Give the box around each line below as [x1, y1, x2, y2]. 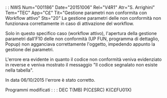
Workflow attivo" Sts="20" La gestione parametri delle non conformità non [5, 15, 161, 21]
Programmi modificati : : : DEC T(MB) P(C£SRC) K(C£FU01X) [5, 87, 132, 93]
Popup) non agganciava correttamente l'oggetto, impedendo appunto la [5, 41, 156, 47]
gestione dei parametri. [5, 47, 54, 52]
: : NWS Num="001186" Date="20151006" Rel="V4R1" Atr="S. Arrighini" [5, 5, 155, 10]
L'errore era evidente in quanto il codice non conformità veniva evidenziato [5, 56, 162, 62]
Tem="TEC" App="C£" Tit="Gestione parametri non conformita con [5, 10, 147, 16]
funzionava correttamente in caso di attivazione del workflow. [5, 20, 135, 26]
